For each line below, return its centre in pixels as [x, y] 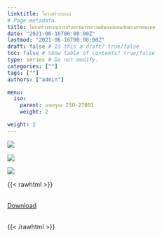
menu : [15, 92]
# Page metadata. [33, 20]
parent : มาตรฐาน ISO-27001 [57, 105]
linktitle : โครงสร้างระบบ [39, 14]
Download [22, 205]
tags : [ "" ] [23, 73]
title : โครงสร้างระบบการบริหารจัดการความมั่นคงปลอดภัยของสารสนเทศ [81, 27]
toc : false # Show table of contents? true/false [81, 54]
